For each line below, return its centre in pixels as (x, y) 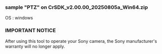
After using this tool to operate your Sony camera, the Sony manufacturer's (81, 41)
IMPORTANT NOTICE (30, 31)
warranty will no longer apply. (35, 46)
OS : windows (19, 18)
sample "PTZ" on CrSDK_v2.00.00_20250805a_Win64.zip (77, 7)
